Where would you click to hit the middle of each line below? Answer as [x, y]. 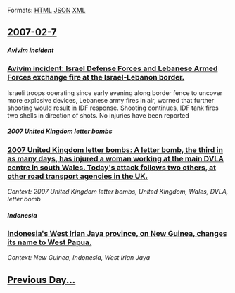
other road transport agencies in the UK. [78, 176]
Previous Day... [42, 280]
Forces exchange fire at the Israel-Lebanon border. [96, 77]
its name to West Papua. [50, 242]
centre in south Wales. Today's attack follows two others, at [112, 167]
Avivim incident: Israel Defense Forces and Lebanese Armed [113, 68]
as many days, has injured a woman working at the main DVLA [115, 158]
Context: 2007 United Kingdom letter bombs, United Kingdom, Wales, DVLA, [118, 192]
